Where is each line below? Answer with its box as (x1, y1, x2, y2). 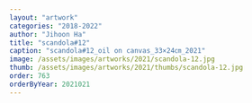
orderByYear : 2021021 (9, 80, 91, 89)
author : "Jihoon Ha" (9, 30, 87, 39)
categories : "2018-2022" (9, 21, 103, 30)
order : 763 (9, 72, 50, 81)
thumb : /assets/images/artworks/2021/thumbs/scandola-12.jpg (9, 64, 244, 73)
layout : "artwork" (9, 13, 78, 22)
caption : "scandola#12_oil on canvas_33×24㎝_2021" (9, 47, 206, 56)
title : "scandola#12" (9, 38, 91, 47)
